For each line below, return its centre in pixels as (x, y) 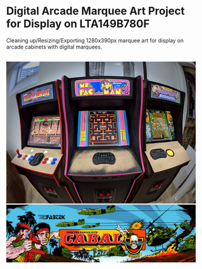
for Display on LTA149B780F (78, 24)
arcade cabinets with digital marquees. (54, 47)
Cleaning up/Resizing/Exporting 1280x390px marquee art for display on (95, 40)
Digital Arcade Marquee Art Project (96, 11)
